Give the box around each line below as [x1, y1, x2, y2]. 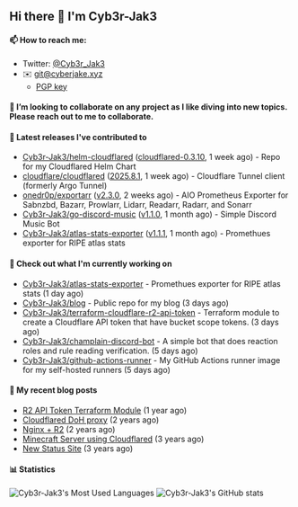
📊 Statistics [9, 464, 56, 475]
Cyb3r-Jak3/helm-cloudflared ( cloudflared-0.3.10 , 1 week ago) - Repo [22, 152, 281, 163]
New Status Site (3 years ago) [22, 442, 134, 454]
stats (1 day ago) [22, 288, 84, 298]
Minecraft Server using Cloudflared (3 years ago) [22, 433, 205, 444]
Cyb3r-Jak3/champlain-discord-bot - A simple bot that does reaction [22, 335, 278, 346]
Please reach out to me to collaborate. [9, 111, 154, 122]
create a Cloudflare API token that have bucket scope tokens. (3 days [22, 316, 280, 327]
